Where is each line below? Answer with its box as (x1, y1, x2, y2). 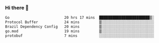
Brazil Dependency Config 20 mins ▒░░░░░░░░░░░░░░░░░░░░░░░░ (5, 24, 154, 29)
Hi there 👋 (5, 4, 29, 11)
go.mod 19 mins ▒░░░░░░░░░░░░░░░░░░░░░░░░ (5, 29, 154, 33)
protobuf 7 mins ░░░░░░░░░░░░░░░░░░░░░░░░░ (5, 33, 154, 38)
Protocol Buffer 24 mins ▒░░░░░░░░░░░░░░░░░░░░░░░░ (5, 20, 154, 25)
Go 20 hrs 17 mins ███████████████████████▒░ (5, 15, 154, 20)
